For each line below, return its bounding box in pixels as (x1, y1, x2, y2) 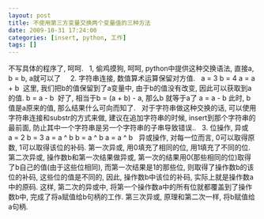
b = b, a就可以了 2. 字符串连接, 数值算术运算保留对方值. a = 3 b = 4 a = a (8, 74, 255, 83)
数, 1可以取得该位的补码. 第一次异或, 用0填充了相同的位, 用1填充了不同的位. (8, 143, 251, 153)
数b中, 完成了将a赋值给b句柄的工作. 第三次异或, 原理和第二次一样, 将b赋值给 (8, 192, 255, 202)
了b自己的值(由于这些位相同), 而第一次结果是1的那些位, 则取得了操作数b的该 (8, 163, 255, 172)
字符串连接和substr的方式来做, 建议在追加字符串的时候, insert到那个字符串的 (8, 113, 256, 123)
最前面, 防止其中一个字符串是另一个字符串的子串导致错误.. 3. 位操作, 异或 (8, 123, 249, 133)
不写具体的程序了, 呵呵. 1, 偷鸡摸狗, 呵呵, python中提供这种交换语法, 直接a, (8, 64, 255, 74)
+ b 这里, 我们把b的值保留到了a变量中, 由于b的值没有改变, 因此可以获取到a (8, 84, 252, 93)
